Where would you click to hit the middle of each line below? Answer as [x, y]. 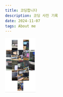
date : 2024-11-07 [23, 21]
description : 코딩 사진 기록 [32, 16]
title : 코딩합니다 [21, 10]
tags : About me [21, 26]
